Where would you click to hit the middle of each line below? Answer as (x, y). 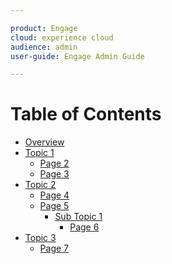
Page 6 (84, 227)
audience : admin (44, 47)
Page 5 (54, 206)
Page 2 (54, 163)
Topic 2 (40, 185)
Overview (44, 142)
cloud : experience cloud (62, 37)
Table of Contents (86, 114)
